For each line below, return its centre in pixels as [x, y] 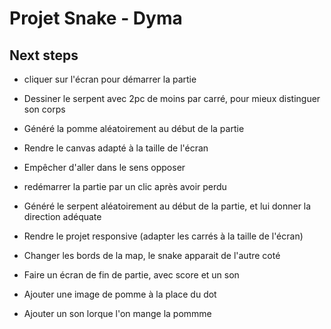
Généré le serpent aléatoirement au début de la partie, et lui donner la [167, 206]
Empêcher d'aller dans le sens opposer [104, 167]
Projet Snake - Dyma [96, 18]
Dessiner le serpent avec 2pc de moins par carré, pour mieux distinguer [172, 98]
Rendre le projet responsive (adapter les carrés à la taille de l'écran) [163, 236]
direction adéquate [62, 216]
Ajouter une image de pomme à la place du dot [120, 294]
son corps [44, 109]
